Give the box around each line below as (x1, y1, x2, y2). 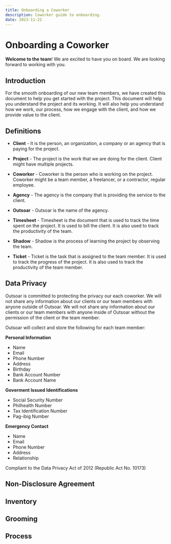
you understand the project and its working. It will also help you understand (5, 101, 164, 107)
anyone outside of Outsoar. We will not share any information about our (5, 304, 155, 310)
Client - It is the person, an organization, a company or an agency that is (12, 140, 166, 146)
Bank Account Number (12, 371, 61, 377)
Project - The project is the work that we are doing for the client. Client (12, 155, 162, 162)
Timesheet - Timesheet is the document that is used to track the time (12, 217, 159, 223)
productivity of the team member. (12, 264, 83, 270)
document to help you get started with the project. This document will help (5, 95, 162, 102)
